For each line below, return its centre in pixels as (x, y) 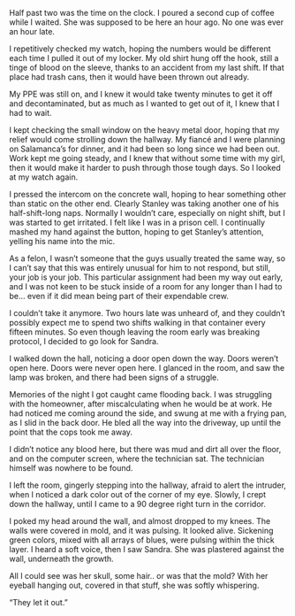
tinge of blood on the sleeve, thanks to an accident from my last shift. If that (147, 67)
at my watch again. (44, 177)
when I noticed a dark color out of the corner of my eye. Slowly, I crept (138, 494)
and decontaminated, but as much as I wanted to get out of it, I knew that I (144, 104)
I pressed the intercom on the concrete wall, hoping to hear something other (148, 194)
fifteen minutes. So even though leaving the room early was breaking (135, 332)
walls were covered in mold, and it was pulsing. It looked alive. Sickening (141, 531)
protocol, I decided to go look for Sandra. (84, 341)
